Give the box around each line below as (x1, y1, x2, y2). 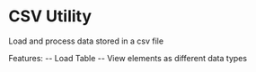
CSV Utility (8, 6, 92, 27)
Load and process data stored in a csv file (8, 36, 163, 46)
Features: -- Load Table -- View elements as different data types (8, 52, 248, 63)
